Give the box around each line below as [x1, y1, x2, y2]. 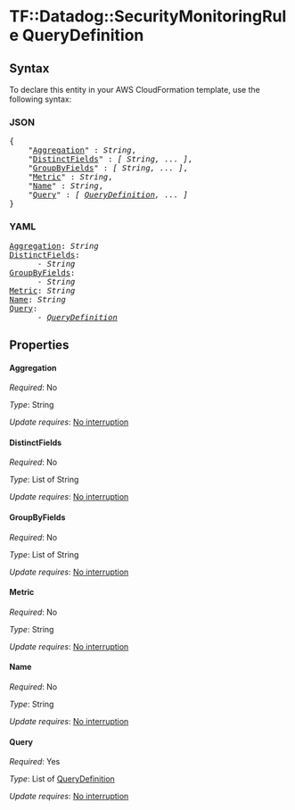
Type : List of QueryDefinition [9, 773, 116, 784]
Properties [9, 337, 70, 352]
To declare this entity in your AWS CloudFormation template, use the [9, 85, 260, 95]
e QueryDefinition [9, 25, 144, 45]
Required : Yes [9, 756, 61, 767]
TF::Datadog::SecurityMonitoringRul [9, 6, 287, 27]
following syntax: [9, 94, 72, 104]
